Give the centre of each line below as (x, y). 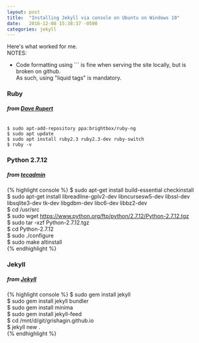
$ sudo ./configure (30, 236)
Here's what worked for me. (42, 47)
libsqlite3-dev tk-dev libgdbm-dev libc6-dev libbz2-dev (77, 203)
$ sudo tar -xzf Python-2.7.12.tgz (48, 223)
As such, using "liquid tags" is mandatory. (69, 78)
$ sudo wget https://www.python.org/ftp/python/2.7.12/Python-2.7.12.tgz (98, 216)
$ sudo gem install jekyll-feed (44, 314)
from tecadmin (26, 175)
